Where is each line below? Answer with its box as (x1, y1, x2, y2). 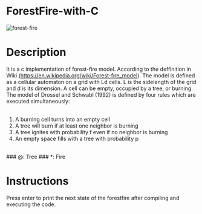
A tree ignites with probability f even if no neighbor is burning (15, 128, 168, 135)
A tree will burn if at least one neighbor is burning (15, 122, 138, 129)
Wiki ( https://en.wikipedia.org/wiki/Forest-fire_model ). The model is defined (6, 71, 195, 79)
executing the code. (6, 201, 56, 208)
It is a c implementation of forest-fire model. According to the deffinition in (6, 65, 192, 73)
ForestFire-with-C (6, 4, 99, 18)
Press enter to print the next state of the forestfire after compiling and (6, 194, 180, 201)
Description (6, 45, 67, 59)
